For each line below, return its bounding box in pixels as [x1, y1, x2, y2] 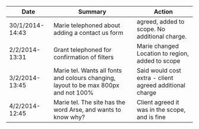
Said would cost [136, 66, 182, 75]
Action [153, 8, 173, 15]
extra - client [136, 74, 174, 82]
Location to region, [136, 50, 190, 57]
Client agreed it [136, 98, 179, 106]
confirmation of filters [53, 53, 114, 61]
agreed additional [136, 81, 185, 89]
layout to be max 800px [53, 81, 120, 89]
